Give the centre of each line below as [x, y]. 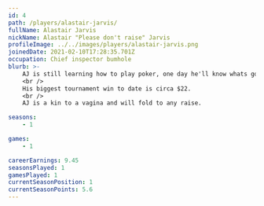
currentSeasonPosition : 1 [50, 182]
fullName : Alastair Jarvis [52, 30]
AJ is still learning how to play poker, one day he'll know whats [135, 74]
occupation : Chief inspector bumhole [70, 60]
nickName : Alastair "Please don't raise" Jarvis [89, 37]
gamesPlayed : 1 [33, 175]
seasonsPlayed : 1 [37, 167]
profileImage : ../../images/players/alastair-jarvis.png [103, 45]
